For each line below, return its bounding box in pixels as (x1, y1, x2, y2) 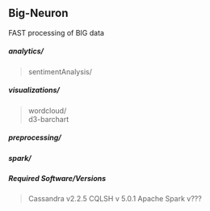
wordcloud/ (27, 105, 67, 116)
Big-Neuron (8, 6, 69, 20)
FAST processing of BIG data (8, 27, 105, 37)
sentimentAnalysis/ (27, 66, 93, 76)
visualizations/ (8, 85, 61, 95)
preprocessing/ (8, 133, 62, 142)
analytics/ (8, 46, 44, 56)
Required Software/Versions (8, 174, 107, 184)
